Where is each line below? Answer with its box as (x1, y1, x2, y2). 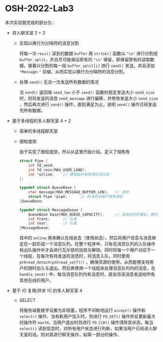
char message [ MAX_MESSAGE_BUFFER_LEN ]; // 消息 (28, 190, 129, 195)
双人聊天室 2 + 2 (12, 30, 45, 35)
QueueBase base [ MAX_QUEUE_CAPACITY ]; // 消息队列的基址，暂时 (28, 212, 158, 217)
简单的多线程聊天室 (19, 128, 58, 134)
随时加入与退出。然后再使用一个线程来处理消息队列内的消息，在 (28, 265, 156, 271)
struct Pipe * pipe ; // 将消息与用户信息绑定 (28, 195, 123, 199)
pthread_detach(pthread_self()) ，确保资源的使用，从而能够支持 (19, 259, 150, 265)
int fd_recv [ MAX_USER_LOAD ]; (28, 167, 87, 172)
